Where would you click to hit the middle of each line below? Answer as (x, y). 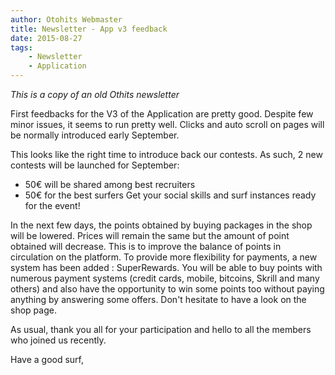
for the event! (52, 205)
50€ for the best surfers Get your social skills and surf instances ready (170, 195)
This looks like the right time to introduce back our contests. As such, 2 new (166, 154)
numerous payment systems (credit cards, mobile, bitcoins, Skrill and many (165, 278)
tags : (21, 47)
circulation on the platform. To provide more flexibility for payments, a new (164, 257)
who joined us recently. (58, 340)
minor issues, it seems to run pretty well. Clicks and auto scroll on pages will (167, 124)
